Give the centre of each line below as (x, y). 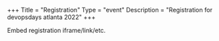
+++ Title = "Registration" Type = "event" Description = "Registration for (110, 10)
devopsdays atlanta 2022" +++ (51, 17)
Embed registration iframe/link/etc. (56, 30)
